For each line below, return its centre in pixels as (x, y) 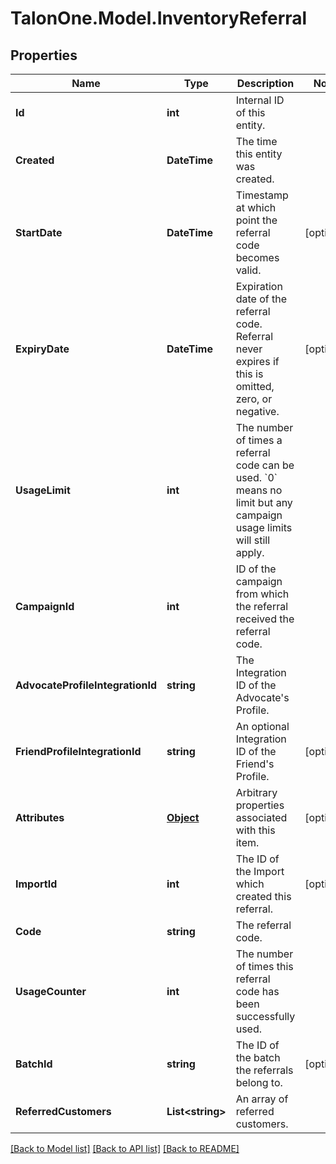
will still (253, 540)
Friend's (255, 764)
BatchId (34, 1064)
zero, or (254, 399)
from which (262, 594)
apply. (250, 552)
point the (256, 220)
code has (257, 991)
